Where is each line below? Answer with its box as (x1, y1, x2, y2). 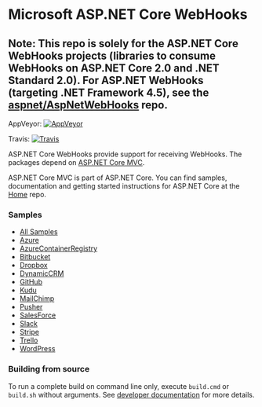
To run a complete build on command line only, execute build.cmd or (8, 381, 230, 390)
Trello (19, 335, 38, 345)
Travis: (8, 134, 30, 143)
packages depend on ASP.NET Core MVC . (8, 158, 145, 167)
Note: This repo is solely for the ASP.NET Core (8, 37, 239, 50)
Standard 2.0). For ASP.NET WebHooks (8, 73, 204, 87)
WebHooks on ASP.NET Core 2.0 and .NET (8, 61, 220, 75)
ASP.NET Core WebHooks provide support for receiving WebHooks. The (8, 149, 242, 159)
